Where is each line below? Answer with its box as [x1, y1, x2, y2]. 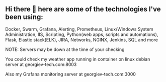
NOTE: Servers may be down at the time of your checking [5, 46, 125, 52]
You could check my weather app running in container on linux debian [5, 56, 150, 62]
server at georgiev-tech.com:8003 [5, 61, 77, 67]
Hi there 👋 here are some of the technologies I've [5, 5, 161, 13]
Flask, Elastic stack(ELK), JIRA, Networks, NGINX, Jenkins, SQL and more [5, 36, 158, 42]
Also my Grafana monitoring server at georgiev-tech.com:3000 [5, 71, 136, 77]
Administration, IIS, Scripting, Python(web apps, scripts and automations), [5, 31, 158, 37]
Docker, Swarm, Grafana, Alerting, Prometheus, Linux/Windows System [5, 26, 153, 32]
